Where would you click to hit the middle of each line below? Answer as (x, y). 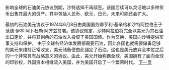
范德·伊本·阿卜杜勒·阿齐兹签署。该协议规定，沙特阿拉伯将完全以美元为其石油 (84, 31)
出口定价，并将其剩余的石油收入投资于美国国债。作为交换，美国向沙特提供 (82, 37)
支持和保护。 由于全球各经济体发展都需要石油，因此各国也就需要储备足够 (85, 43)
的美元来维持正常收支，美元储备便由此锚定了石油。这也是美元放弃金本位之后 (84, 50)
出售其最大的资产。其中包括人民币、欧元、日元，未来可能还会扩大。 (80, 14)
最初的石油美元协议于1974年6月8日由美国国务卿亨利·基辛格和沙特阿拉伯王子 (84, 24)
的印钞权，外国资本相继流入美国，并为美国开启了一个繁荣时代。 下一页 (78, 62)
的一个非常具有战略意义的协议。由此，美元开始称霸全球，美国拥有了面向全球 (84, 56)
